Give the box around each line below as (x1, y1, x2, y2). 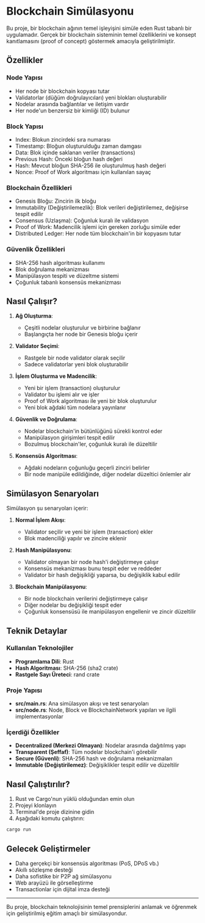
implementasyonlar (15, 713, 63, 720)
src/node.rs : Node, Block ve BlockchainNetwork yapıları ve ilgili (15, 706, 176, 714)
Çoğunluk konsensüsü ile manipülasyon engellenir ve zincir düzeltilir (24, 608, 196, 615)
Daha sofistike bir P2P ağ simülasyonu (15, 872, 112, 880)
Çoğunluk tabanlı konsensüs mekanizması (15, 278, 121, 286)
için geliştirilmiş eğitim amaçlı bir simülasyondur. (6, 910, 128, 917)
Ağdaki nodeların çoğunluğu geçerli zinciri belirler (24, 464, 150, 471)
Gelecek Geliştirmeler (6, 844, 91, 854)
